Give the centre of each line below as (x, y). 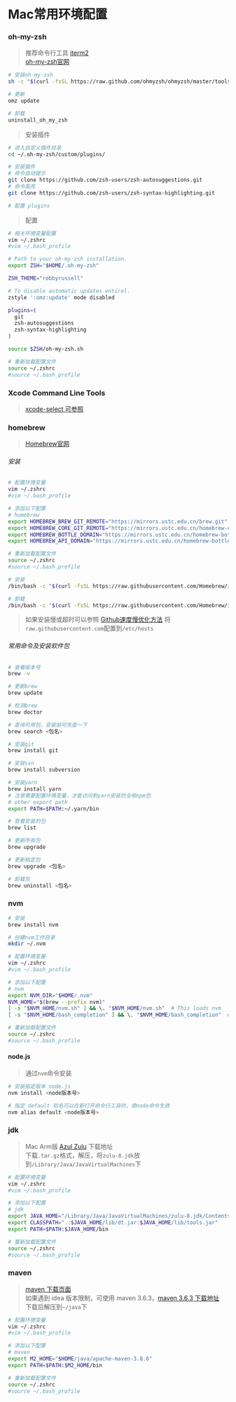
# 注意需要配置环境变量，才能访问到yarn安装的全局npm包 (79, 796)
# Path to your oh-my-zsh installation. (68, 259)
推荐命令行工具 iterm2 (57, 53)
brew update (25, 693)
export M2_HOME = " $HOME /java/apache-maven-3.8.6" (80, 1359)
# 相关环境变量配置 (32, 233)
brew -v (19, 674)
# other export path (38, 802)
